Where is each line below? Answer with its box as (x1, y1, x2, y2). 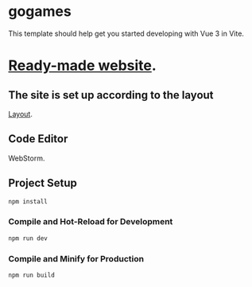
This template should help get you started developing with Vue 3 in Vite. (8, 29, 245, 38)
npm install (8, 197, 48, 205)
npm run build (8, 271, 56, 279)
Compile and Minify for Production (8, 253, 145, 264)
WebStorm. (8, 153, 45, 163)
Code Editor (8, 132, 68, 145)
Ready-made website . (8, 56, 157, 75)
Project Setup (8, 176, 78, 190)
